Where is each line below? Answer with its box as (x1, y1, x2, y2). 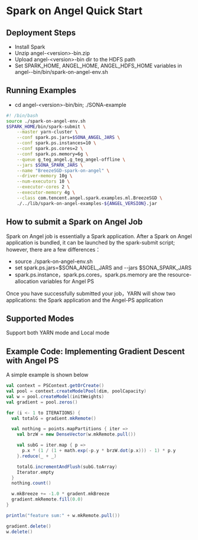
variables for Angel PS (40, 278, 95, 285)
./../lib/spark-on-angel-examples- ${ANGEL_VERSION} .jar (17, 200, 158, 206)
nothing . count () (11, 480, 51, 486)
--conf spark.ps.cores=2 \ (17, 146, 83, 152)
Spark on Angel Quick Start (6, 4, 143, 18)
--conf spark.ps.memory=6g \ (17, 151, 89, 157)
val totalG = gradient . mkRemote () (11, 415, 96, 421)
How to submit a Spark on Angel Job (6, 217, 143, 227)
